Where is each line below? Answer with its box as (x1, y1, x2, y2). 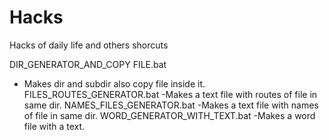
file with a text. (23, 120, 86, 132)
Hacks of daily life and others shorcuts (9, 39, 169, 51)
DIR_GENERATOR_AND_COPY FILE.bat (9, 58, 167, 70)
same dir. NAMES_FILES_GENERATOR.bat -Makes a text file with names (23, 99, 319, 111)
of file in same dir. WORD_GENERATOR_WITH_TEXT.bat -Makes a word (23, 109, 316, 121)
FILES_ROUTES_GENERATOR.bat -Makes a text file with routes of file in (23, 88, 318, 100)
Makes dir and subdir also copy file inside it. (23, 77, 206, 90)
